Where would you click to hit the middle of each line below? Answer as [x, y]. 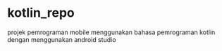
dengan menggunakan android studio [62, 39]
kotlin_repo [41, 13]
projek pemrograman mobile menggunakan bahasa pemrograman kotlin [111, 32]
